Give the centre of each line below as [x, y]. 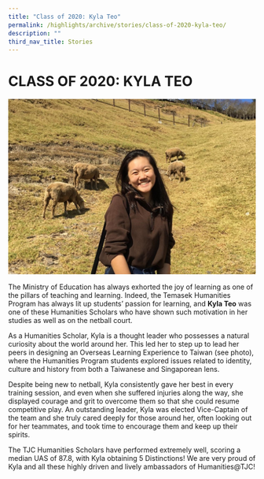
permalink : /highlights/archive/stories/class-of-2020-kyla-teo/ [117, 25]
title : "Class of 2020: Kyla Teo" [65, 17]
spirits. [19, 434]
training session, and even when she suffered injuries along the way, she [126, 392]
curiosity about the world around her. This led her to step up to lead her [124, 343]
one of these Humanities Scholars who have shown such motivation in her [128, 312]
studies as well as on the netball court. [70, 320]
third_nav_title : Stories [50, 42]
